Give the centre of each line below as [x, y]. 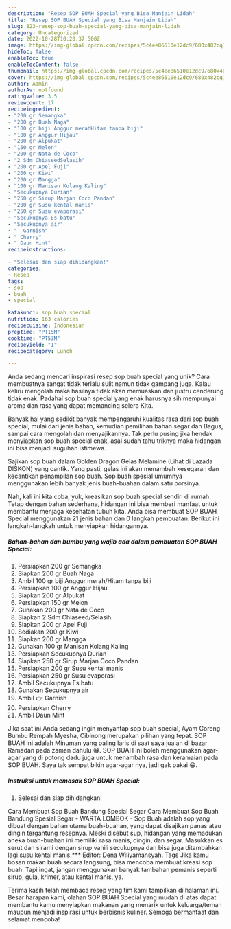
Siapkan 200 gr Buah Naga [56, 573]
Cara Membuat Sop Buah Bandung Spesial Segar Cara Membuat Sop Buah [113, 812]
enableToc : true [31, 58]
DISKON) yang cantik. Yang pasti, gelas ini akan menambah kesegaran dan [113, 469]
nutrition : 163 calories [43, 319]
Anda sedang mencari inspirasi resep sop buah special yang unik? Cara [109, 377]
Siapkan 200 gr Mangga [52, 639]
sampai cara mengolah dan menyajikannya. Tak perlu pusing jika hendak [110, 434]
